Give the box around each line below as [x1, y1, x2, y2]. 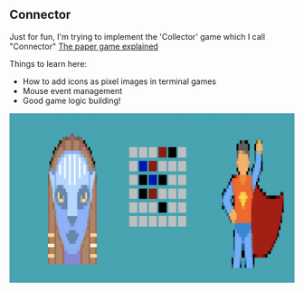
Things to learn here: [9, 58, 88, 69]
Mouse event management [22, 85, 123, 96]
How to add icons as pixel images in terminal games [22, 76, 217, 87]
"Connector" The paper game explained [9, 41, 158, 52]
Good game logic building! [22, 95, 121, 106]
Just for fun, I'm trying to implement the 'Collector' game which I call [9, 31, 265, 42]
